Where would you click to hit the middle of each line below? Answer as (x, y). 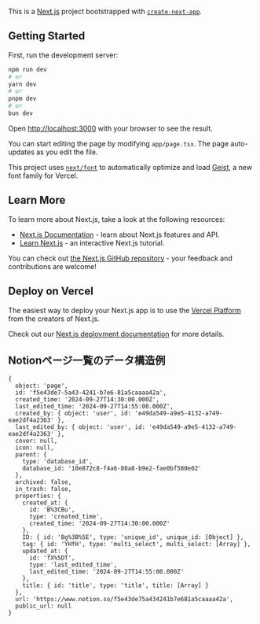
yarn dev (22, 84)
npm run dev (27, 69)
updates (22, 152)
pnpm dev (22, 99)
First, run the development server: (63, 55)
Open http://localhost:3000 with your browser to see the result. (111, 128)
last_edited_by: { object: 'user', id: (81, 427)
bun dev (21, 113)
